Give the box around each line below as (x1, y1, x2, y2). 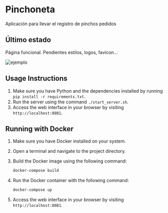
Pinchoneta (5, 4, 55, 15)
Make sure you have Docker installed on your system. (12, 138, 127, 145)
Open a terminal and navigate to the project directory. (12, 148, 126, 154)
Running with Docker (5, 125, 74, 133)
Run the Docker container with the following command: (12, 177, 129, 184)
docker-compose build (12, 168, 59, 173)
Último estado (5, 35, 51, 44)
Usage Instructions (5, 74, 68, 83)
